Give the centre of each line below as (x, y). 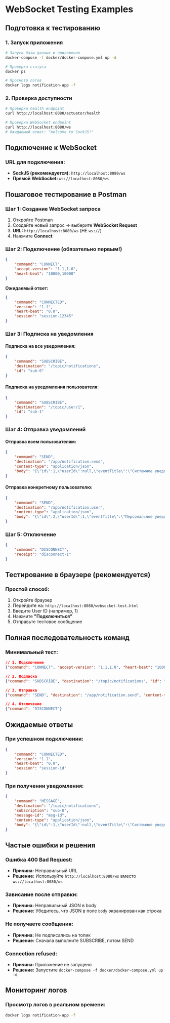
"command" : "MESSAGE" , (38, 801)
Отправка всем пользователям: (41, 441)
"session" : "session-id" (40, 768)
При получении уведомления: (45, 786)
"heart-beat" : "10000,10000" (45, 274)
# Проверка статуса (26, 67)
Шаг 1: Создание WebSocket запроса (53, 209)
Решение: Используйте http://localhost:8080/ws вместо (74, 876)
